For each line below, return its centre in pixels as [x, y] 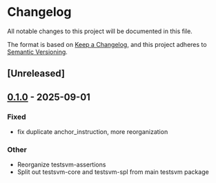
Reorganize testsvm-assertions [61, 165]
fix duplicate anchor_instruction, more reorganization [92, 132]
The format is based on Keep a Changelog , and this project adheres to [107, 44]
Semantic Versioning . [37, 52]
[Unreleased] [36, 74]
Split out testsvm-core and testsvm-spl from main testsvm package [113, 172]
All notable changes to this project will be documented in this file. [100, 31]
